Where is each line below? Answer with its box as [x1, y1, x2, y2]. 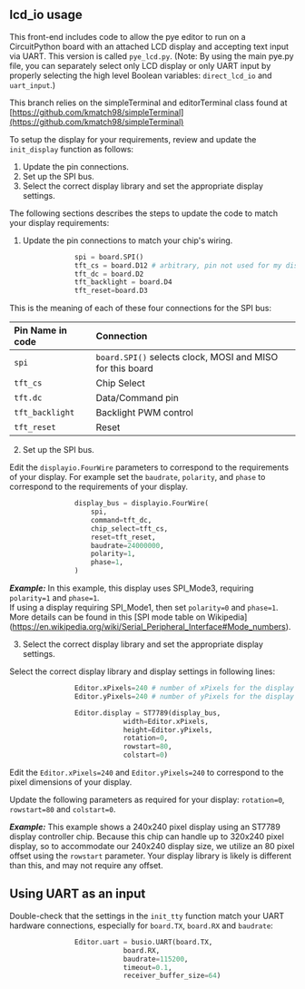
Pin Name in [14, 324, 68, 337]
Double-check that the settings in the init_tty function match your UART [9, 910, 285, 921]
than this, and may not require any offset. [9, 860, 163, 871]
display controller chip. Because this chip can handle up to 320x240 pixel [9, 831, 284, 842]
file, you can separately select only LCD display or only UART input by [9, 60, 271, 71]
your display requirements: [9, 217, 110, 228]
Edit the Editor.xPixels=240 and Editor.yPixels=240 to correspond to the [9, 767, 284, 778]
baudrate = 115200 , [123, 955, 189, 964]
